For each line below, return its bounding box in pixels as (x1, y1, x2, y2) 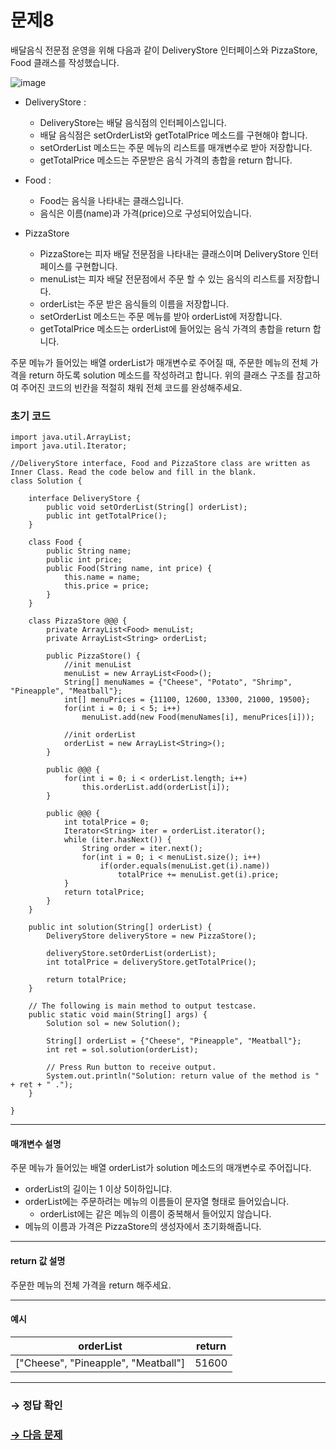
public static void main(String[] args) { (28, 1010, 208, 1020)
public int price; (46, 555, 123, 565)
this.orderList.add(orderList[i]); (81, 782, 230, 793)
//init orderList (63, 730, 137, 740)
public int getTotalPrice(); (46, 511, 168, 521)
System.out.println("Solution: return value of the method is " (46, 1071, 320, 1081)
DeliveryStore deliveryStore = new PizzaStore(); (46, 931, 257, 941)
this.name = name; (63, 572, 141, 583)
